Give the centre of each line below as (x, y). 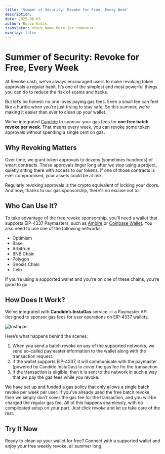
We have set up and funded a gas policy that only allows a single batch (77, 387)
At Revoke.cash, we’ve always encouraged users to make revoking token (79, 81)
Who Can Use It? (31, 206)
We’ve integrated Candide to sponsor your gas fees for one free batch (77, 121)
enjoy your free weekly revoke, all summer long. (54, 446)
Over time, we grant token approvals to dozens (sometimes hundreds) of (79, 159)
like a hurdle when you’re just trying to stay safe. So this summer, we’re (78, 106)
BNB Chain (23, 253)
